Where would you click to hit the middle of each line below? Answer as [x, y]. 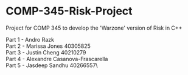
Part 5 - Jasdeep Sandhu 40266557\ [52, 65]
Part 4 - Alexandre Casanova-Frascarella [57, 59]
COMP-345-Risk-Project [69, 11]
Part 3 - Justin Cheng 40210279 [46, 52]
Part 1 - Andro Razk [30, 39]
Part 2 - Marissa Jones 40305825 [48, 46]
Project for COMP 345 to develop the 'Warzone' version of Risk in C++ [94, 28]
